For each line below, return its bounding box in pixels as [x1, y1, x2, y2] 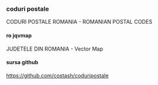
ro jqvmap [6, 32, 32, 39]
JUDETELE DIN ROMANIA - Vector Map [6, 45, 103, 52]
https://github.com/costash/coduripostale [6, 72, 109, 79]
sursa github [6, 59, 39, 66]
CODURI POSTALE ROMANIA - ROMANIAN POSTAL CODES [6, 18, 153, 26]
